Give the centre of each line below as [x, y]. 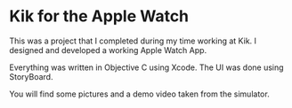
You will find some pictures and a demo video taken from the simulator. [139, 94]
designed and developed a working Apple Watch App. [108, 50]
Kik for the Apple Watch [99, 16]
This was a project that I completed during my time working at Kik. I [133, 41]
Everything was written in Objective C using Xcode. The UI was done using [146, 67]
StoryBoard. [31, 76]
